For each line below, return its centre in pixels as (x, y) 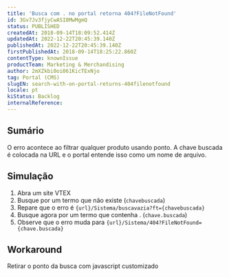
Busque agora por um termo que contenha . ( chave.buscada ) (102, 214)
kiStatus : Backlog (33, 97)
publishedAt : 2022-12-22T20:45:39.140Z (64, 45)
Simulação (30, 176)
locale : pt (23, 90)
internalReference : (35, 103)
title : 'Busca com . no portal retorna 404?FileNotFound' (92, 13)
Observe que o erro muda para (61, 222)
